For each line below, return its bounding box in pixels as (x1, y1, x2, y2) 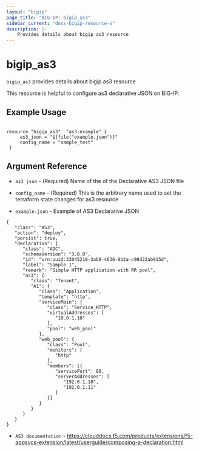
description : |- (6, 26, 47, 32)
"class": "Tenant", (30, 277, 80, 283)
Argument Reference (6, 161, 87, 172)
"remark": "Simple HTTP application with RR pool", (22, 267, 156, 273)
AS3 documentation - (15, 432, 66, 439)
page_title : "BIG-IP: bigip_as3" (6, 15, 91, 21)
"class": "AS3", (14, 224, 56, 231)
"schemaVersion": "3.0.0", (22, 251, 91, 257)
